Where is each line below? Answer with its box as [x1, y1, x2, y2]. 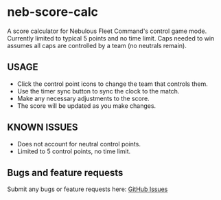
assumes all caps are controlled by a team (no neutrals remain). [7, 41, 187, 49]
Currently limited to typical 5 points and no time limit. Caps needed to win [7, 34, 215, 42]
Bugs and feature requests [7, 166, 124, 179]
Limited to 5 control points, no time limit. [16, 147, 131, 155]
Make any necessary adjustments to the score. [16, 94, 150, 102]
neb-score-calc [7, 4, 98, 20]
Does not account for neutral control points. [16, 140, 141, 148]
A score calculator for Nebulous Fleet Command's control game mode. [7, 27, 207, 35]
